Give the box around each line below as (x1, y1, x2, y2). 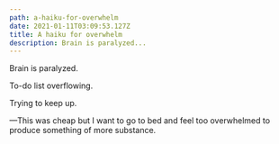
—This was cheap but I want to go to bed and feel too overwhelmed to (9, 115, 271, 126)
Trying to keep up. (9, 98, 77, 109)
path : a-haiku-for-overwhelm (9, 13, 119, 22)
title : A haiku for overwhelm (9, 30, 123, 39)
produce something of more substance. (9, 125, 157, 136)
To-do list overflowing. (9, 80, 94, 91)
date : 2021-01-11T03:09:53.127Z (9, 22, 130, 31)
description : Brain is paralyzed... (9, 38, 147, 48)
